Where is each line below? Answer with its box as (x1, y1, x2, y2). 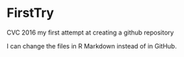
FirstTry (6, 5, 55, 21)
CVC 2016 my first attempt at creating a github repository (6, 28, 175, 37)
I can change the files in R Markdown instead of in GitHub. (6, 42, 177, 50)
